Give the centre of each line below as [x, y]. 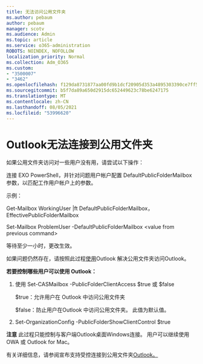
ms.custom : [20, 68]
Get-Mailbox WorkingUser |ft [42, 208]
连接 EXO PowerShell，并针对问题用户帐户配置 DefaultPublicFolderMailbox [99, 175]
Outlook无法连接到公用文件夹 [79, 145]
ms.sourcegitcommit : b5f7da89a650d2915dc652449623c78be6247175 [88, 91]
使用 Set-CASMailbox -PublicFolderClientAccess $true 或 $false [95, 284]
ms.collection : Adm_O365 [37, 62]
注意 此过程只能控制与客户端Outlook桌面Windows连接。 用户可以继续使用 [98, 334]
